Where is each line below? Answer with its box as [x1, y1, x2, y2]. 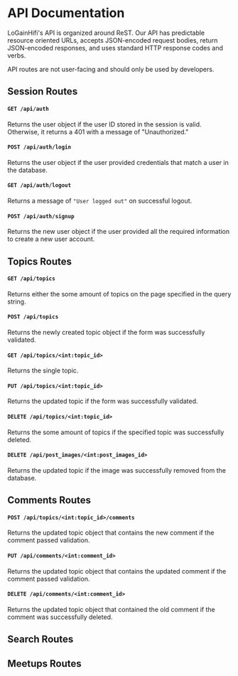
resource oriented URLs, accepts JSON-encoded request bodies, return [7, 36, 218, 44]
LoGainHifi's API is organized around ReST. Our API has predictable [7, 28, 205, 37]
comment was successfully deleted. [7, 613, 113, 621]
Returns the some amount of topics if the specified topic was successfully [7, 428, 225, 436]
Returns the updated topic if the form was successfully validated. [7, 397, 198, 406]
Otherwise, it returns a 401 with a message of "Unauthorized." [7, 127, 189, 136]
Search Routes [7, 633, 74, 645]
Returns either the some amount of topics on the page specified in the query [7, 289, 232, 298]
